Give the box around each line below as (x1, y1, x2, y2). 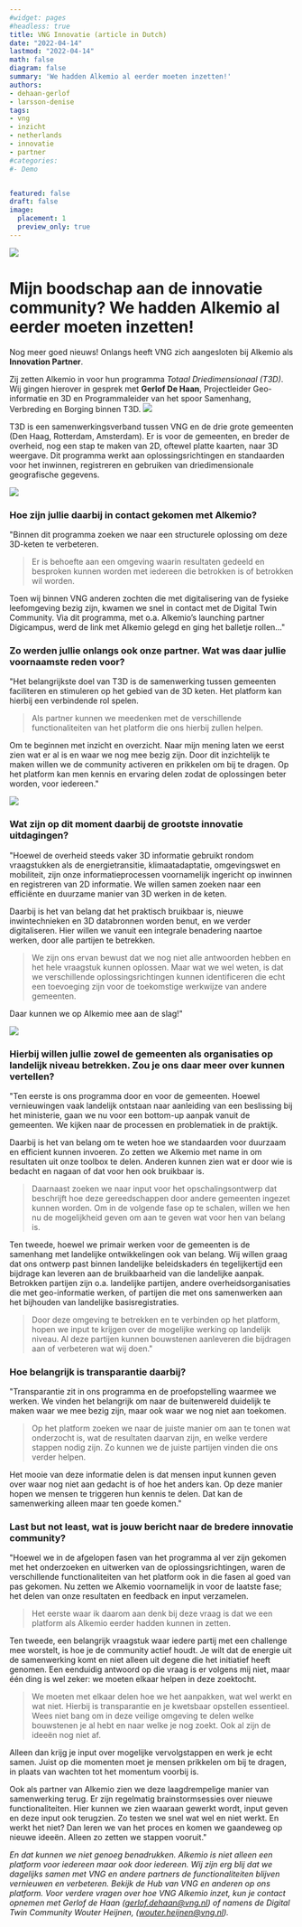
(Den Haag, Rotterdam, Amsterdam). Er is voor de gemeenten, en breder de (9, 430, 290, 441)
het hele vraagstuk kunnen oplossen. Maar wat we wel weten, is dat (31, 962, 284, 973)
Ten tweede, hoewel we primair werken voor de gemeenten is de (9, 1239, 251, 1250)
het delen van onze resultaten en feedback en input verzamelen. (9, 1591, 249, 1602)
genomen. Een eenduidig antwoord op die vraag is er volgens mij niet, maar (9, 1664, 290, 1675)
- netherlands (9, 131, 63, 140)
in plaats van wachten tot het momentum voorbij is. (9, 1766, 200, 1777)
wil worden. (31, 575, 75, 586)
